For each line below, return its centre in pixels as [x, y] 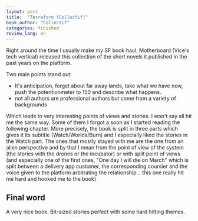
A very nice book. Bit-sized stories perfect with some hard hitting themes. [96, 212]
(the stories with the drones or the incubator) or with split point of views [93, 154]
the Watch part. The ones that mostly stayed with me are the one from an [95, 141]
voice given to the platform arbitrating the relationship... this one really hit [95, 173]
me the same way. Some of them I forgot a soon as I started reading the [93, 122]
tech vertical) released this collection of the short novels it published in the [97, 57]
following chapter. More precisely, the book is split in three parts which [92, 129]
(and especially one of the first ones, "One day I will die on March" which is [98, 160]
